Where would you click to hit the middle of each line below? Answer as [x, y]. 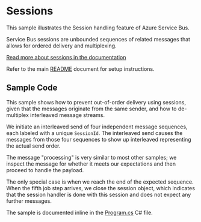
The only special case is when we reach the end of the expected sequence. [100, 182]
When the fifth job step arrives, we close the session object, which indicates [101, 188]
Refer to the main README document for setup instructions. [80, 69]
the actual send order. [33, 146]
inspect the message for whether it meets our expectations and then [91, 164]
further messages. [29, 201]
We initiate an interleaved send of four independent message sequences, [97, 127]
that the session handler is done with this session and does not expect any [99, 194]
